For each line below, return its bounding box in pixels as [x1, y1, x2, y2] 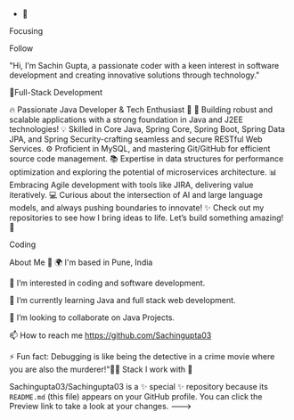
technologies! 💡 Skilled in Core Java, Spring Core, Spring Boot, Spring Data [9, 124, 285, 134]
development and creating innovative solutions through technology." [9, 70, 260, 80]
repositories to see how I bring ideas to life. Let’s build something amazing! [9, 212, 284, 223]
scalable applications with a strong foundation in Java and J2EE [9, 114, 243, 125]
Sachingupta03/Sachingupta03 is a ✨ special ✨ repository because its [9, 382, 269, 391]
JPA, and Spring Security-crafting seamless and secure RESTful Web [9, 134, 263, 144]
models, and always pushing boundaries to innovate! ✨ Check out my [9, 202, 265, 213]
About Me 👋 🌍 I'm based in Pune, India [9, 257, 153, 268]
